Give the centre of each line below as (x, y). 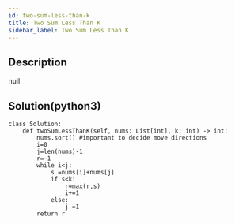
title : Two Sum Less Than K (55, 23)
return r (51, 214)
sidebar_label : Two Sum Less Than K (68, 30)
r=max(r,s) (83, 186)
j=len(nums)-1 (60, 151)
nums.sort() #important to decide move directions (122, 138)
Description (38, 62)
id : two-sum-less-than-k (49, 15)
